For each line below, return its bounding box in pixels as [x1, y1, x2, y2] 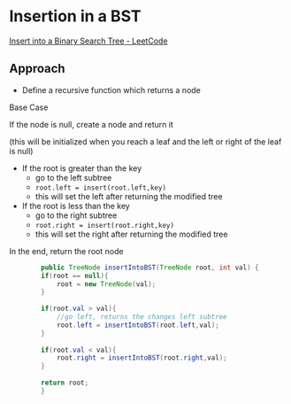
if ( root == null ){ [41, 271, 109, 280]
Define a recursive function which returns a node [21, 84, 202, 95]
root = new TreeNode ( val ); [56, 279, 157, 289]
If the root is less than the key [21, 200, 130, 211]
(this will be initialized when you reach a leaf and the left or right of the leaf [9, 136, 282, 147]
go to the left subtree [34, 172, 112, 183]
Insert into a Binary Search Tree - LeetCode [9, 35, 168, 46]
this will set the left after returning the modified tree [34, 190, 223, 201]
